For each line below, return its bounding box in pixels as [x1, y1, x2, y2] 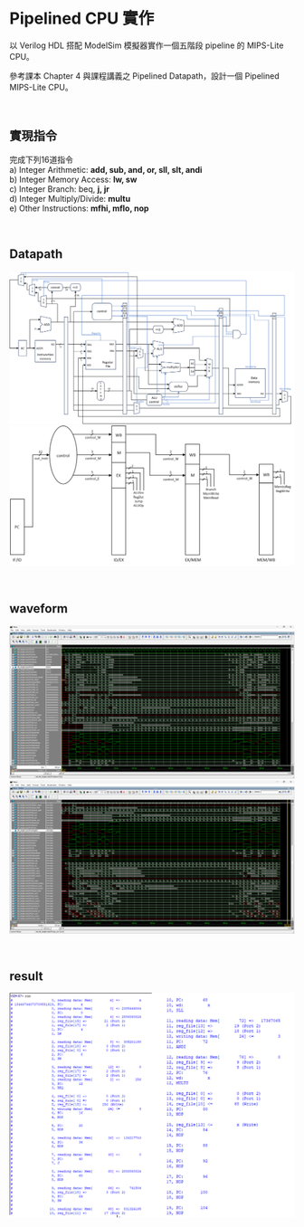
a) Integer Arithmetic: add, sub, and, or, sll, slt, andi [9, 164, 203, 175]
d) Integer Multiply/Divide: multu [9, 193, 131, 204]
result [9, 968, 43, 984]
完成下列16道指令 [9, 154, 74, 165]
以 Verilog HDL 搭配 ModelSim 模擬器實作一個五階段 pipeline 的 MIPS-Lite [9, 40, 284, 51]
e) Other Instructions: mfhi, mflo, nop [9, 203, 149, 214]
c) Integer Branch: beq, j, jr [9, 183, 110, 195]
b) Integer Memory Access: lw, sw [9, 174, 138, 185]
